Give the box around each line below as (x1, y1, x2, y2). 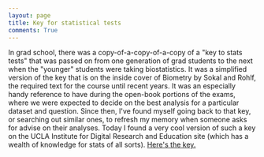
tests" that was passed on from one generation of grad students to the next (8, 56, 254, 65)
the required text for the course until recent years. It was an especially (8, 81, 236, 91)
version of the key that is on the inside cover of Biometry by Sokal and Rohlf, (8, 73, 256, 83)
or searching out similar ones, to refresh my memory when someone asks (8, 115, 247, 125)
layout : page (8, 11, 51, 20)
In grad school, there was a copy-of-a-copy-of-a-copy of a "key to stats (8, 48, 243, 58)
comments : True (8, 26, 58, 34)
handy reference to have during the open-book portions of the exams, (8, 90, 236, 99)
